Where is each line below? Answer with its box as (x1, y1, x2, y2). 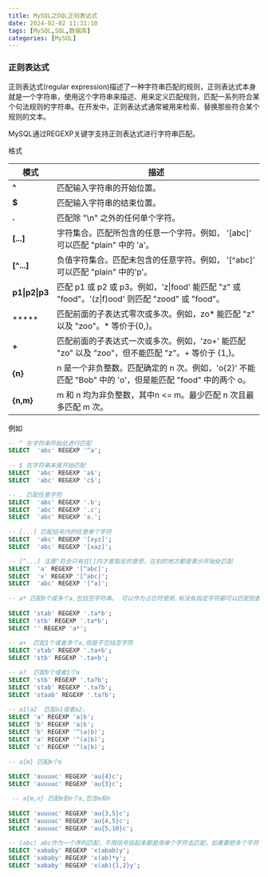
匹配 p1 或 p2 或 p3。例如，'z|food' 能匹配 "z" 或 (57, 281, 242, 292)
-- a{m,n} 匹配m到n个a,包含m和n (11, 795, 111, 803)
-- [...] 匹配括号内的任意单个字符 (8, 528, 112, 536)
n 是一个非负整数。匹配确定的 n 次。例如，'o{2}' (57, 362, 238, 373)
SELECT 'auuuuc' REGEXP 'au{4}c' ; (8, 773, 124, 781)
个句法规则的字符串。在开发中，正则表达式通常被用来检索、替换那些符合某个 (8, 102, 260, 111)
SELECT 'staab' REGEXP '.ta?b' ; (8, 691, 116, 699)
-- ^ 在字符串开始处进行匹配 (8, 439, 92, 447)
